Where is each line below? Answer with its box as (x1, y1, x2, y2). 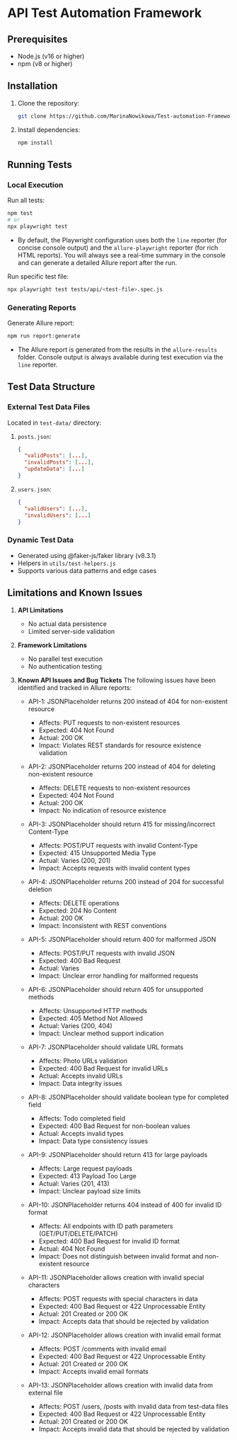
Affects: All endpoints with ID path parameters (38, 1222, 173, 1230)
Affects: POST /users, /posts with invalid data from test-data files (38, 1402, 229, 1410)
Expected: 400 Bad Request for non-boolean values (38, 1122, 191, 1130)
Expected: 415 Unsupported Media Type (38, 849, 156, 857)
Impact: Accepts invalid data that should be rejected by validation (38, 1424, 230, 1433)
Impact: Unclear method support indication (38, 1029, 164, 1037)
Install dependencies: (17, 125, 81, 134)
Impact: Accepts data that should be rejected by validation (38, 1317, 209, 1325)
